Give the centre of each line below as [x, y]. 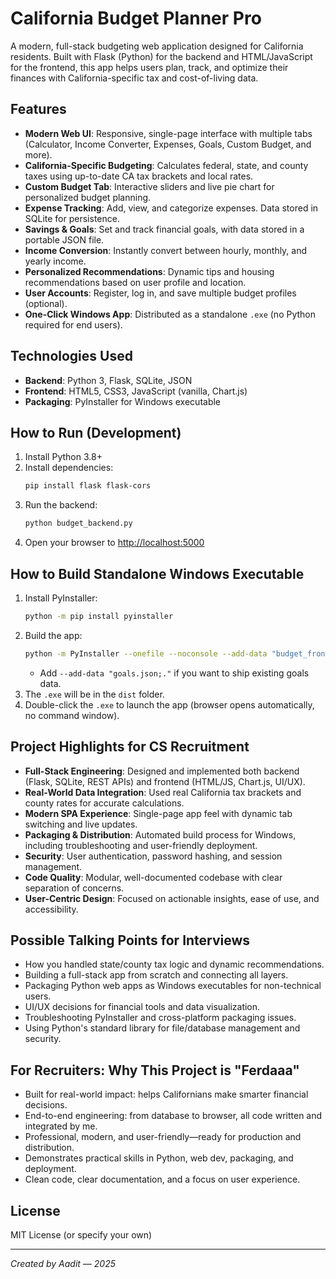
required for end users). [73, 324]
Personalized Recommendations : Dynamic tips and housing [149, 271]
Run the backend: [61, 505]
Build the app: [53, 635]
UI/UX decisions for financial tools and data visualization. [142, 1007]
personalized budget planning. [88, 197]
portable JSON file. [64, 239]
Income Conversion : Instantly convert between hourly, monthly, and [166, 250]
